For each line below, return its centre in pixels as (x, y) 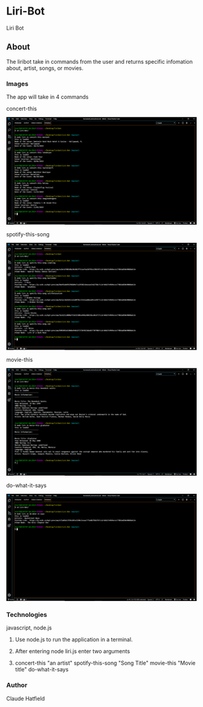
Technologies (27, 614)
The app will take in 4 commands (47, 97)
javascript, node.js (29, 628)
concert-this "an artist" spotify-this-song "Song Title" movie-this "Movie (105, 663)
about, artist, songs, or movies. (45, 68)
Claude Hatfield (26, 699)
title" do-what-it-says (42, 669)
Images (18, 84)
